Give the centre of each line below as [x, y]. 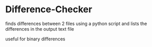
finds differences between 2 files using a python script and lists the [76, 24]
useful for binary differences [35, 39]
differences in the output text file [40, 29]
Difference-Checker [49, 9]
